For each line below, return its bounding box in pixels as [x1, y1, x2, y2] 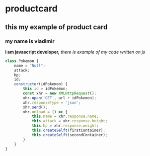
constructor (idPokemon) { [14, 81, 68, 87]
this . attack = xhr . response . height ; [31, 119, 108, 124]
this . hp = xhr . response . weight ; [31, 123, 99, 128]
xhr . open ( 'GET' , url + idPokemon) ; [23, 95, 97, 100]
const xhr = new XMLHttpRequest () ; [23, 91, 97, 96]
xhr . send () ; [23, 105, 48, 110]
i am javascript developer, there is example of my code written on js [5, 49, 146, 55]
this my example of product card [5, 23, 108, 31]
